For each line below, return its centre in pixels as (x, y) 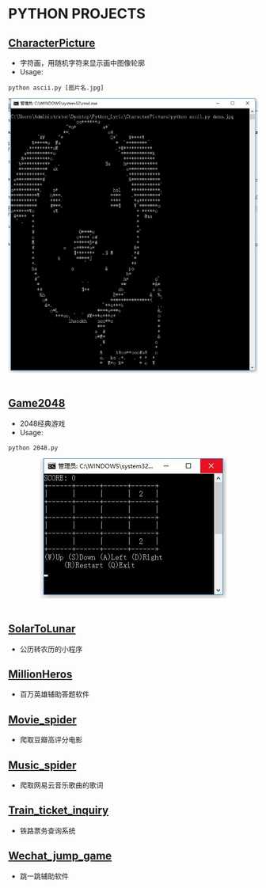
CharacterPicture (52, 43)
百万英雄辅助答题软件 (54, 694)
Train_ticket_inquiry (59, 811)
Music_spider (42, 765)
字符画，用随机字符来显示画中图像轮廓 (82, 63)
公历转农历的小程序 (51, 649)
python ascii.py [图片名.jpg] (56, 88)
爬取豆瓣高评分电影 (51, 740)
